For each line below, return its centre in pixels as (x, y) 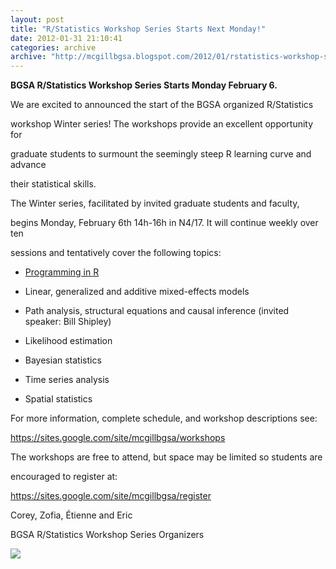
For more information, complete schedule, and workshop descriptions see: (164, 418)
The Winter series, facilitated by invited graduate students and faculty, (155, 203)
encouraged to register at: (64, 477)
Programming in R (62, 272)
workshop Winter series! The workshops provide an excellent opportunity (162, 124)
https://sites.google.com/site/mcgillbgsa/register (111, 496)
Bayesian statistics (63, 360)
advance (28, 165)
